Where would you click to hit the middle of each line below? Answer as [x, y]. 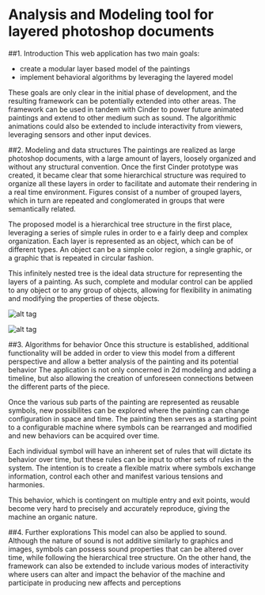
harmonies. [26, 484]
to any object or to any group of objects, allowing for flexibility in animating [130, 290]
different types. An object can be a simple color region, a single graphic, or [130, 249]
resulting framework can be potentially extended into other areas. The [122, 101]
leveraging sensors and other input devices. [80, 134]
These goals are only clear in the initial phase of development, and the [123, 92]
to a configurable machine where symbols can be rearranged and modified [131, 427]
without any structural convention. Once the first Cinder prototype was [123, 166]
